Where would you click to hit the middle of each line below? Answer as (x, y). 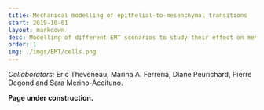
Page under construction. (51, 98)
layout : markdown (37, 30)
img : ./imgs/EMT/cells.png (52, 52)
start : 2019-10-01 (38, 23)
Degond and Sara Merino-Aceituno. (66, 82)
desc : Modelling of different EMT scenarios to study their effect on (126, 37)
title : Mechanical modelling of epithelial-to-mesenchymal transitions (128, 15)
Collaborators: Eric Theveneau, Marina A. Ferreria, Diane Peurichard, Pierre (130, 74)
